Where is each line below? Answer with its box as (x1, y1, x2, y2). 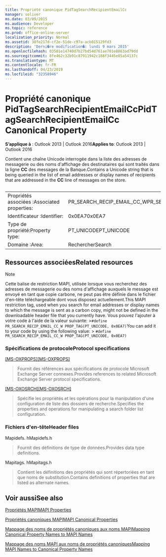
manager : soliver (5, 12, 41, 17)
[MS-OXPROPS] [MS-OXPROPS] (5, 356, 70, 362)
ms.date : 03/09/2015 (5, 16, 48, 21)
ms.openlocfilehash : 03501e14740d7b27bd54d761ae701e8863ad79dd (5, 49, 138, 54)
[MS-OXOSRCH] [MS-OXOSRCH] (5, 386, 72, 392)
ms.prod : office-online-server (5, 30, 70, 35)
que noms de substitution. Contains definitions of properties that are (17, 474, 156, 480)
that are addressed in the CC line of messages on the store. (5, 177, 126, 183)
